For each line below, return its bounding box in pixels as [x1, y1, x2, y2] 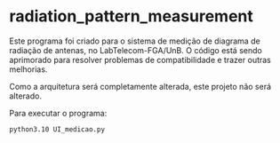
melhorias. [9, 64, 48, 75]
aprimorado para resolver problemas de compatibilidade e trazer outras [9, 54, 271, 65]
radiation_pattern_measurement [9, 6, 253, 27]
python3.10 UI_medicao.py [9, 124, 105, 134]
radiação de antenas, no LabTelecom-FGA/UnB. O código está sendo [9, 44, 262, 55]
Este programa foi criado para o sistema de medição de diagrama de [9, 36, 260, 46]
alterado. [9, 91, 43, 101]
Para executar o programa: [9, 107, 108, 118]
